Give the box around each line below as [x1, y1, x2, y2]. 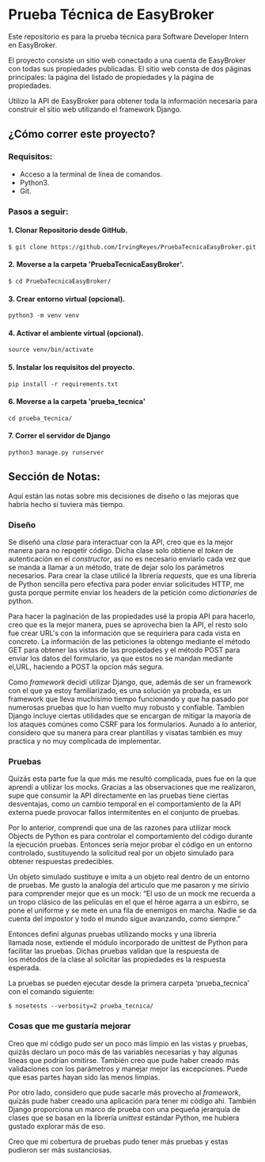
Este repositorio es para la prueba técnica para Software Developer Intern [8, 32, 249, 41]
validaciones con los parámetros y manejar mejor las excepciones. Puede [8, 1064, 248, 1073]
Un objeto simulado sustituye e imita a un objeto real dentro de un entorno [8, 872, 251, 882]
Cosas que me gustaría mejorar [8, 1020, 132, 1031]
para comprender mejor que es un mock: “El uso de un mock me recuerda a [8, 889, 256, 898]
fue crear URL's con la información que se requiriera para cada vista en [8, 628, 241, 638]
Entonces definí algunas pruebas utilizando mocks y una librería [8, 929, 217, 939]
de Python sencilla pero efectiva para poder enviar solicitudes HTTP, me [8, 580, 244, 589]
